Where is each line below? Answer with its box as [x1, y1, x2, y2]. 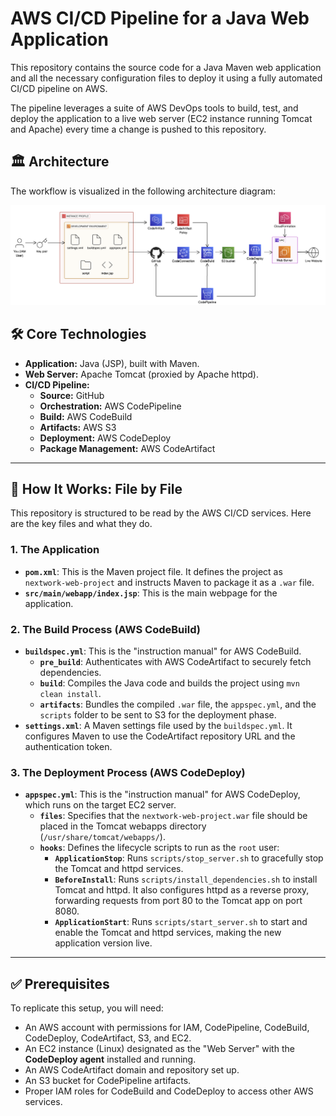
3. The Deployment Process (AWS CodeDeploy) [10, 765, 246, 779]
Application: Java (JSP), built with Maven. [24, 357, 200, 369]
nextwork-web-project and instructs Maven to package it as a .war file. [24, 576, 315, 588]
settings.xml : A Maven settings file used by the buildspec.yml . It [24, 719, 293, 731]
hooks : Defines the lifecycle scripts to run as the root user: [39, 842, 280, 854]
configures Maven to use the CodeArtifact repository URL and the [24, 730, 296, 742]
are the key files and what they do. [10, 518, 153, 530]
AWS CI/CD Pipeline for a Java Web [10, 7, 310, 30]
